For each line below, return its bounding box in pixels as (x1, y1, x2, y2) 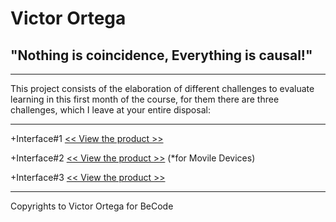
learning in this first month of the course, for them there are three (10, 93, 280, 105)
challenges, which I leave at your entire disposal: (10, 104, 211, 116)
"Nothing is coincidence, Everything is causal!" (10, 47, 313, 64)
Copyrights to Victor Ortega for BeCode (10, 200, 174, 212)
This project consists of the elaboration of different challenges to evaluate (10, 83, 315, 94)
